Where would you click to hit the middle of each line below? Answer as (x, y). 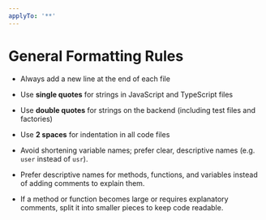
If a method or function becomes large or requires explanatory (124, 199)
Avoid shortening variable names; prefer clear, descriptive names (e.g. (137, 150)
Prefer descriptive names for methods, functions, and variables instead (139, 175)
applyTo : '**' (32, 16)
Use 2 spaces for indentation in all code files (95, 134)
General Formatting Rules (96, 56)
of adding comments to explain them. (82, 183)
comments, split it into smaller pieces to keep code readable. (122, 207)
